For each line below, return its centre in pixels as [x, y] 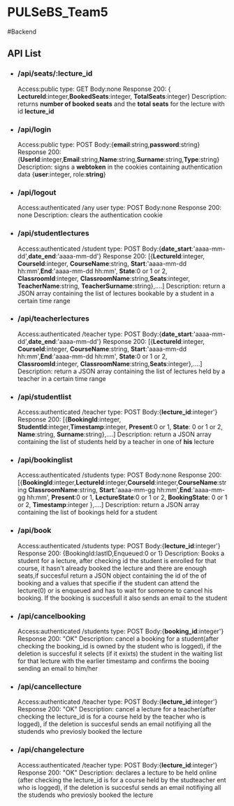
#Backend [22, 32]
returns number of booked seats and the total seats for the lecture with [121, 104]
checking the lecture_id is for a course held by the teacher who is [111, 717]
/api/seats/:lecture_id [55, 74]
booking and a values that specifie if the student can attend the [109, 583]
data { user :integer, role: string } [61, 174]
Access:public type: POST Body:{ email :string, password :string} [109, 144]
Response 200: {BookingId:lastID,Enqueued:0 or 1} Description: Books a [121, 553]
